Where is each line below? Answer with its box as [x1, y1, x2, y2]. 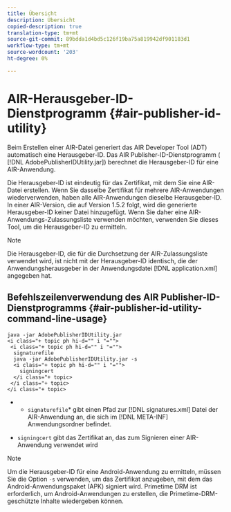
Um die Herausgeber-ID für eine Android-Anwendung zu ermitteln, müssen [7, 467, 221, 475]
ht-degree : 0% [7, 55, 48, 62]
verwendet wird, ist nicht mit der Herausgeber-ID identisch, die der [7, 256, 198, 265]
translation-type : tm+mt [7, 29, 79, 37]
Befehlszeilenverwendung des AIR [7, 292, 159, 303]
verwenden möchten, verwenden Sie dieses [93, 215, 219, 223]
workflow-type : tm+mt [7, 42, 70, 49]
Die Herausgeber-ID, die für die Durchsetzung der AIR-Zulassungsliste [7, 249, 208, 258]
